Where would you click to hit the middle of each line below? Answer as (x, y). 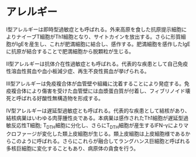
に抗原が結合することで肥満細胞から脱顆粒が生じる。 (70, 51)
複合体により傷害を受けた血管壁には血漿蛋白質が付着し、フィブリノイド (98, 91)
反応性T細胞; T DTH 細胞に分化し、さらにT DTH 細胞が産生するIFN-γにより (97, 126)
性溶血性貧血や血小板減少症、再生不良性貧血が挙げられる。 (78, 71)
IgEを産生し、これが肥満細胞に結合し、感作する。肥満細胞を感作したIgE (103, 44)
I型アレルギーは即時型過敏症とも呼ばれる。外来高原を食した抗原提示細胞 (94, 29)
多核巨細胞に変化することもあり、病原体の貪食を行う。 (73, 148)
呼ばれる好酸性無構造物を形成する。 (60, 98)
